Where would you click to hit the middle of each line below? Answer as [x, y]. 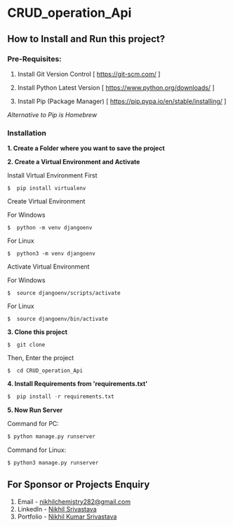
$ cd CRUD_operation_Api [45, 371]
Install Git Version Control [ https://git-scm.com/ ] [89, 74]
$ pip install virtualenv [47, 188]
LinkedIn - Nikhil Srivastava [57, 509]
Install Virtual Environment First [52, 175]
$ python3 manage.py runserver [53, 462]
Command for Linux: [37, 450]
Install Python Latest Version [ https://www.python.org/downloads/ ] [116, 87]
